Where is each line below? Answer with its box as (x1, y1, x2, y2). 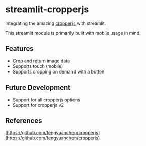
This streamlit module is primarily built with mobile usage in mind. (5, 30, 141, 36)
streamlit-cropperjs (5, 4, 89, 15)
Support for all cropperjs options (12, 97, 81, 103)
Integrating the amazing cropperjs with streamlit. (5, 20, 106, 26)
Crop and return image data (12, 58, 70, 64)
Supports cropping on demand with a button (12, 68, 105, 75)
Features (5, 44, 34, 53)
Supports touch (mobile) (12, 63, 63, 69)
